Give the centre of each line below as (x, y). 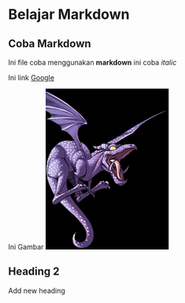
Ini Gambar (26, 247)
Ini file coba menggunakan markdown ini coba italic (92, 62)
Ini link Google (31, 78)
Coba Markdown (50, 44)
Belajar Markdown (69, 15)
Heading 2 (34, 272)
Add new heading (37, 290)
